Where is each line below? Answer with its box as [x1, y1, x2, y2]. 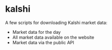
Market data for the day [12, 29, 61, 35]
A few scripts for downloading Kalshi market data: [5, 20, 108, 25]
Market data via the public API [12, 39, 75, 45]
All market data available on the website [12, 34, 95, 40]
